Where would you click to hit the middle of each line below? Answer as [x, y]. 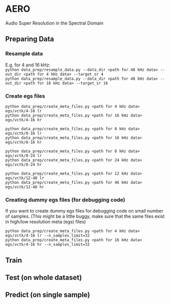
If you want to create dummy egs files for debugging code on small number [84, 211]
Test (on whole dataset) [44, 277]
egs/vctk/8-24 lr [24, 156]
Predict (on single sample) [48, 295]
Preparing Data [30, 39]
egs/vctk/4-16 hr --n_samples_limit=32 [48, 245]
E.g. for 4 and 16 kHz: [28, 65]
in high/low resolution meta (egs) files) [46, 222]
